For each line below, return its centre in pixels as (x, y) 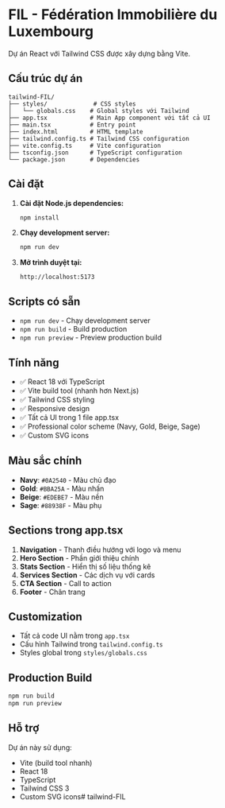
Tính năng (34, 362)
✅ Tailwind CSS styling (57, 399)
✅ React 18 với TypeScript (62, 381)
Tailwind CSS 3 (44, 788)
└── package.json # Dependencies (74, 159)
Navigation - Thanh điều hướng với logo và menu (100, 550)
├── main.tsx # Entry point (72, 125)
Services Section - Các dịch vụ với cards (87, 575)
